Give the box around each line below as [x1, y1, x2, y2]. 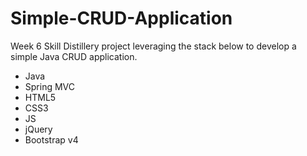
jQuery [24, 123, 53, 135]
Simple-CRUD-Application [10, 7, 233, 30]
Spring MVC [24, 80, 76, 92]
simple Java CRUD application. [10, 50, 138, 62]
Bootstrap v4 [24, 133, 79, 146]
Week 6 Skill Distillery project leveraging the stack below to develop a [10, 40, 297, 52]
